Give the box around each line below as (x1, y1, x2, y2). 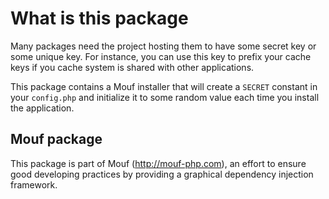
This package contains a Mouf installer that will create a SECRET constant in (10, 80, 318, 92)
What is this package (10, 7, 189, 30)
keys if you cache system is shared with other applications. (10, 61, 255, 73)
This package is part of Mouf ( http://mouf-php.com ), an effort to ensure (10, 157, 307, 169)
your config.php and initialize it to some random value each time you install (10, 91, 320, 103)
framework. (10, 178, 58, 191)
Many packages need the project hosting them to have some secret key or (10, 40, 317, 52)
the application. (10, 102, 75, 114)
